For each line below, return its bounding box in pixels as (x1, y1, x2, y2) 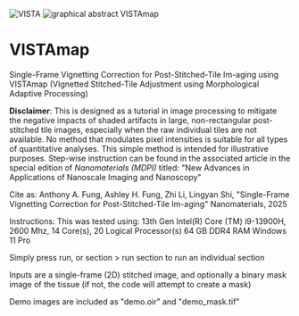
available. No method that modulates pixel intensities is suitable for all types (9, 134, 288, 145)
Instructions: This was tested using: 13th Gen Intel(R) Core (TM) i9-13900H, (9, 215, 287, 227)
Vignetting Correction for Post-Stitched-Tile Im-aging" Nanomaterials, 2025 (9, 198, 287, 209)
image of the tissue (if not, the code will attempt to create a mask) (9, 279, 252, 289)
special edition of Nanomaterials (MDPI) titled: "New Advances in (9, 162, 250, 173)
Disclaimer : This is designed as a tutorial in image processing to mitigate (9, 105, 278, 116)
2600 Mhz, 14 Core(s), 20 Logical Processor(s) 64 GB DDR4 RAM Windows (9, 225, 287, 236)
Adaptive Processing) (9, 87, 88, 98)
